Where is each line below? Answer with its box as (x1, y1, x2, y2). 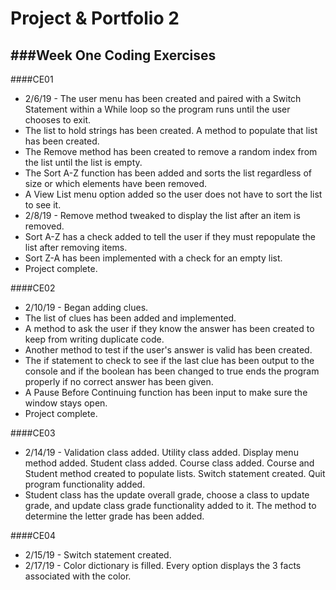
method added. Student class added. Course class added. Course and (24, 457, 315, 469)
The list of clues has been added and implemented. (24, 312, 237, 324)
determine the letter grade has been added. (24, 510, 205, 522)
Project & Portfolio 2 (10, 7, 180, 30)
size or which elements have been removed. (24, 178, 208, 189)
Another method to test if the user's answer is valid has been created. (24, 344, 313, 356)
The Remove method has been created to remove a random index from (24, 146, 318, 157)
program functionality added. (24, 478, 146, 490)
